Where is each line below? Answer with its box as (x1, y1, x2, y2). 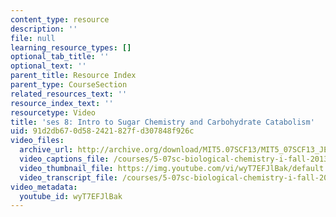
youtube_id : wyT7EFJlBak (19, 191, 123, 201)
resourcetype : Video (10, 107, 97, 118)
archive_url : (19, 145, 74, 155)
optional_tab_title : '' (10, 52, 110, 62)
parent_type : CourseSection (10, 80, 128, 90)
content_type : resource (10, 14, 110, 25)
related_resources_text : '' (10, 89, 128, 99)
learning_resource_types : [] (10, 42, 132, 53)
